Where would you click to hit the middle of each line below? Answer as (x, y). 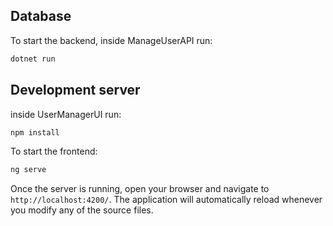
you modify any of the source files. (82, 210)
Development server (75, 90)
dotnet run (33, 59)
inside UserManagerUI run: (66, 114)
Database (41, 16)
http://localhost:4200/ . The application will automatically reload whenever (166, 200)
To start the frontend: (54, 151)
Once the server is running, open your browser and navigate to (140, 189)
